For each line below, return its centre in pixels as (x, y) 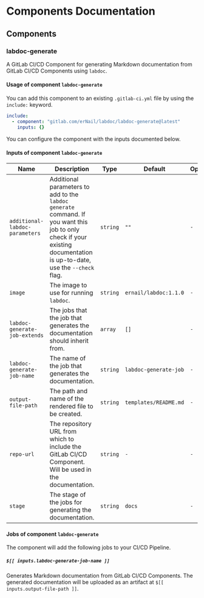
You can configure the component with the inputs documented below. (93, 139)
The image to (68, 285)
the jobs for (66, 502)
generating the (70, 510)
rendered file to (71, 406)
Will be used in (70, 469)
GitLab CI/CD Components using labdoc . (57, 71)
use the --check (72, 268)
